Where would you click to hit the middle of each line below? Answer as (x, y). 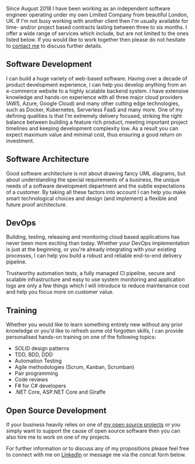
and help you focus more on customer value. (60, 292)
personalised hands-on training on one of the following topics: (81, 337)
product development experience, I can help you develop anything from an (96, 84)
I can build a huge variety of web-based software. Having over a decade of (97, 78)
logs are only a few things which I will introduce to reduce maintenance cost (98, 286)
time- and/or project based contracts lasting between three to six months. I (97, 27)
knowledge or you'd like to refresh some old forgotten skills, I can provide (95, 331)
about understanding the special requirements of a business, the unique (93, 179)
